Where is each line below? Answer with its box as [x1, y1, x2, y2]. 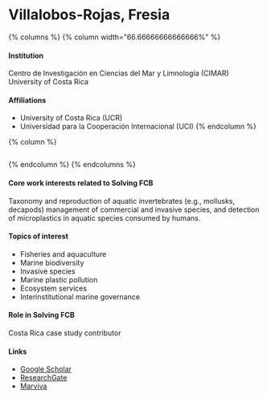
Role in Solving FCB [8, 311, 75, 320]
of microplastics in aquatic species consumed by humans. [8, 213, 201, 222]
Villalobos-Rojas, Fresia [8, 6, 170, 24]
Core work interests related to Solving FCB [8, 178, 154, 188]
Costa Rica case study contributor [8, 327, 121, 338]
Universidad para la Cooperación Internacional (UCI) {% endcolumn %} [19, 122, 257, 132]
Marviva [19, 381, 47, 391]
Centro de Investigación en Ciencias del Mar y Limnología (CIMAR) [8, 68, 229, 78]
